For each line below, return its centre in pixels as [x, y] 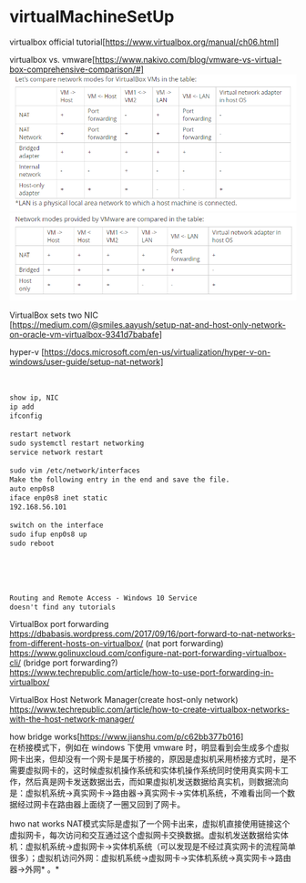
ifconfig [26, 416]
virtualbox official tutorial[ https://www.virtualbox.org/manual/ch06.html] [144, 42]
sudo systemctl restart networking [77, 443]
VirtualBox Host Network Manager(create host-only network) [124, 699]
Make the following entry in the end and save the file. [120, 480]
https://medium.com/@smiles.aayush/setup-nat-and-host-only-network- [149, 324]
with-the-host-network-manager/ [72, 719]
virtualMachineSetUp [92, 17]
